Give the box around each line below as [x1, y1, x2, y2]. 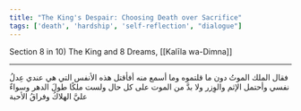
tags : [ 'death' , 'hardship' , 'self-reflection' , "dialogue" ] [9, 21, 243, 30]
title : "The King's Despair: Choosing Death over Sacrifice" [9, 13, 243, 22]
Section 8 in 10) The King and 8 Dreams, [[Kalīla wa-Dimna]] [9, 46, 233, 56]
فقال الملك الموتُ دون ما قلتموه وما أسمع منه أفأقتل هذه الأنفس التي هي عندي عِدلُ [9, 72, 288, 82]
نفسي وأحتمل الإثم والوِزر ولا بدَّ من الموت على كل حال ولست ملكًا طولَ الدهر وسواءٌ [9, 81, 289, 92]
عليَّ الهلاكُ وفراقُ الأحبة [9, 90, 88, 101]
